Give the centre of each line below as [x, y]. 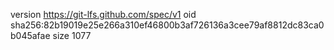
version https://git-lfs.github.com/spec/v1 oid [103, 14]
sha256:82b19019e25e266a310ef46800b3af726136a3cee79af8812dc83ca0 [167, 25]
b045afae [30, 35]
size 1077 [72, 35]
